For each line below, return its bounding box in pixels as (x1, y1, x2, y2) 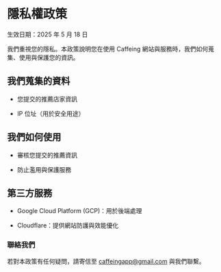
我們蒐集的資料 (7, 75, 70, 87)
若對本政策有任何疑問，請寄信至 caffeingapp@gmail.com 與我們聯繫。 (7, 257, 205, 265)
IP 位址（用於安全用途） (16, 109, 85, 117)
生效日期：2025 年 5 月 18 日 (7, 30, 88, 38)
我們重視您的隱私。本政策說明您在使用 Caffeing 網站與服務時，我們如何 (7, 45, 209, 53)
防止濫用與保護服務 (16, 165, 72, 173)
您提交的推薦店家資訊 (16, 95, 77, 103)
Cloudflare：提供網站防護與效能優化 (16, 221, 119, 230)
